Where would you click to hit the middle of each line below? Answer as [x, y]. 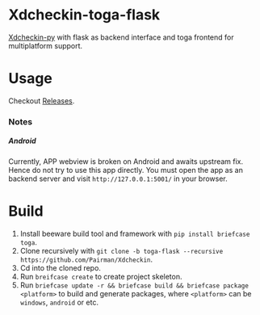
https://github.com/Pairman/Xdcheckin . [86, 259]
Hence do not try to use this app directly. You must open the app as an [126, 170]
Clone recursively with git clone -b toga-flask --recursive [122, 250]
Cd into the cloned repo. [60, 267]
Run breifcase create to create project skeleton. [101, 276]
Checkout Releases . [42, 101]
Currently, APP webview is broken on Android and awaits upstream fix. [126, 161]
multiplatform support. [46, 45]
